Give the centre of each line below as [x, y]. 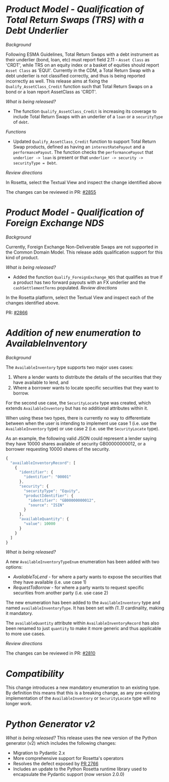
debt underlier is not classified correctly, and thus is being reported [75, 75]
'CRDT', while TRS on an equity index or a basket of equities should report [82, 65]
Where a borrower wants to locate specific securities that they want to [86, 387]
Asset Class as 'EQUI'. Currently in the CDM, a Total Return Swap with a [80, 70]
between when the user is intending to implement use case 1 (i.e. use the [81, 423]
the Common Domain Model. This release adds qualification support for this [84, 252]
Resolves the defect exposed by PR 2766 [56, 764]
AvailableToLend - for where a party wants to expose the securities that [87, 577]
